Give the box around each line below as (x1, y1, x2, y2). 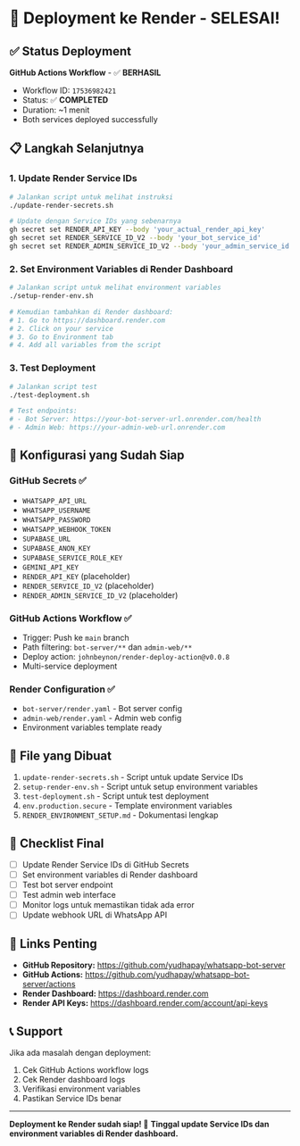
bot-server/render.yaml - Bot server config (21, 703, 183, 714)
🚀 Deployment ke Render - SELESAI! (9, 8, 280, 29)
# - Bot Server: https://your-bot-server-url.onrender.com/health (9, 415, 262, 424)
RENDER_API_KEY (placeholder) (21, 570, 131, 581)
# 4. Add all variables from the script (9, 341, 162, 350)
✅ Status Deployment (9, 44, 132, 59)
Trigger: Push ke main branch (21, 633, 129, 644)
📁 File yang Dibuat (9, 748, 112, 763)
